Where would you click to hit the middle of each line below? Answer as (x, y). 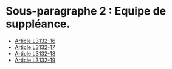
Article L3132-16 (35, 41)
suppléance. (38, 24)
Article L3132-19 (35, 60)
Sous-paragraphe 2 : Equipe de (86, 11)
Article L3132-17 (35, 47)
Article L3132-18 (35, 53)
